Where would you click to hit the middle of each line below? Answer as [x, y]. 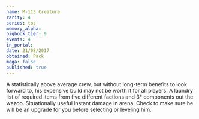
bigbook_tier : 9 [26, 34]
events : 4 [19, 39]
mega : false [21, 62]
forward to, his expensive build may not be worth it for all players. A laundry [99, 91]
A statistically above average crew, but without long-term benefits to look [97, 84]
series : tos [21, 23]
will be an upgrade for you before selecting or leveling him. [79, 110]
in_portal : [20, 45]
